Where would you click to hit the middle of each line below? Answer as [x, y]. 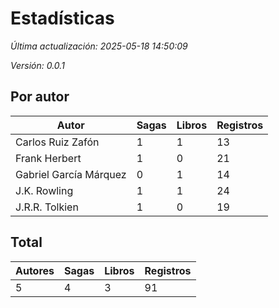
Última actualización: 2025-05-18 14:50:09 [99, 46]
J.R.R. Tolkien [47, 207]
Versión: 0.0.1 [37, 65]
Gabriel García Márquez [71, 174]
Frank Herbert [48, 158]
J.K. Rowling [44, 190]
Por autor [40, 97]
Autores [35, 270]
